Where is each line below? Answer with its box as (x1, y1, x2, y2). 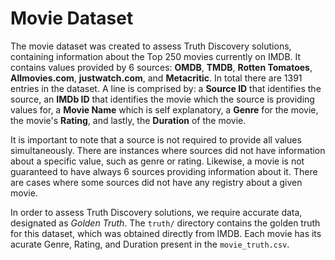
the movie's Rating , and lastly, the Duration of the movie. (10, 114, 247, 126)
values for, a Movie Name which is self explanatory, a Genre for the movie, (10, 103, 319, 116)
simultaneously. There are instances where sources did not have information (10, 144, 326, 156)
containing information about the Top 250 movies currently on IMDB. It (10, 50, 302, 62)
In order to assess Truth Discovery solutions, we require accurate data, (10, 206, 303, 218)
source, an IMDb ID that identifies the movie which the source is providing (10, 93, 315, 105)
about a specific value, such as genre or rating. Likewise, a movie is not (10, 155, 305, 167)
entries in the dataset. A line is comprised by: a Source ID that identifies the (10, 82, 322, 94)
